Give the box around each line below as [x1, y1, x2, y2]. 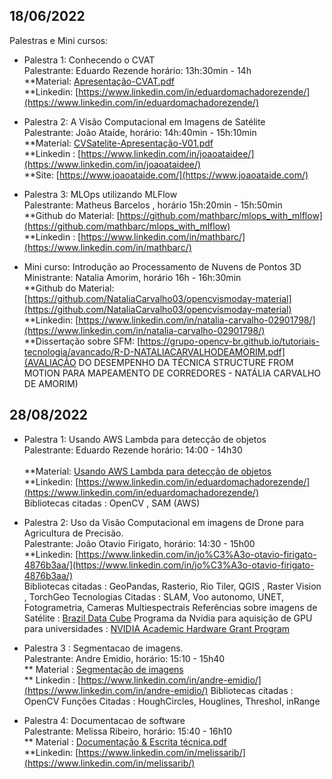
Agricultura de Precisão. [23, 527, 124, 539]
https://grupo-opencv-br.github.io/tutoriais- [140, 335, 321, 347]
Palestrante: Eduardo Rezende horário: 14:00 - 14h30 [23, 444, 243, 456]
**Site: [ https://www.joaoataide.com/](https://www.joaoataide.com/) [23, 169, 309, 181]
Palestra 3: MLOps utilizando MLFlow [23, 188, 178, 200]
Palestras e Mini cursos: [9, 34, 109, 46]
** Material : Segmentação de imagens [23, 663, 184, 675]
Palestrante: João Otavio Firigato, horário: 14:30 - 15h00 [23, 537, 256, 549]
